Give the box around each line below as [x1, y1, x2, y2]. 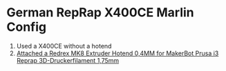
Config [6, 19, 46, 35]
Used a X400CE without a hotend [16, 42, 112, 50]
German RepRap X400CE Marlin [6, 5, 194, 20]
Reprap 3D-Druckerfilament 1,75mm [16, 56, 120, 64]
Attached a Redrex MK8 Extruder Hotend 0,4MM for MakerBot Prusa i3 [16, 49, 219, 57]
